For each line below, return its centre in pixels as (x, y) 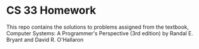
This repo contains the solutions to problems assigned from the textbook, (98, 27)
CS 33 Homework (51, 10)
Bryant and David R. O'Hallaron (45, 39)
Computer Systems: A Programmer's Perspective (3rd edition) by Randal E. (100, 33)
